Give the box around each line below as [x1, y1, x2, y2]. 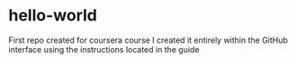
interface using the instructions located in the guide [8, 44, 200, 54]
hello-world [8, 5, 98, 26]
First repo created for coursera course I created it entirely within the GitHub [8, 35, 289, 45]
